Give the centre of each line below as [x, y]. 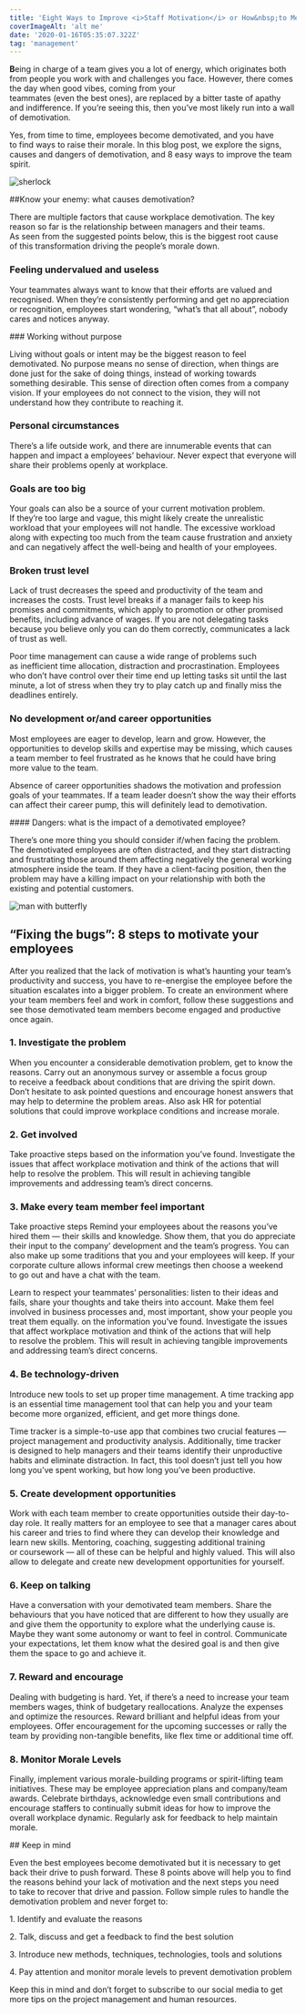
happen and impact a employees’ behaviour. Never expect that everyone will [153, 455]
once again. [31, 1019]
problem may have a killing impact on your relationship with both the [138, 879]
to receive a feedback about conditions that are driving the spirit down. [143, 1082]
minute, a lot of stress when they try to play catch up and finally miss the [146, 686]
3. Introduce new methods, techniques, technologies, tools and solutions [146, 1954]
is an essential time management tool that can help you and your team [141, 1404]
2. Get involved [44, 1134]
